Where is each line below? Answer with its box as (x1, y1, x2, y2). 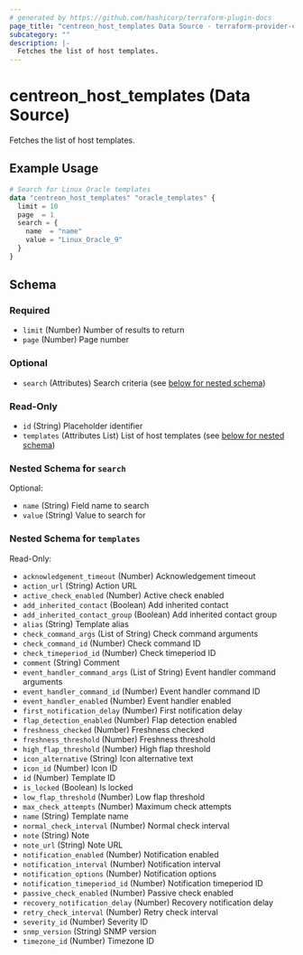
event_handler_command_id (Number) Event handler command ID (22, 686, 261, 697)
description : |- (9, 38, 70, 48)
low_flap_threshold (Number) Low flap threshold (22, 791, 206, 802)
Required (9, 304, 50, 317)
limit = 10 (17, 201, 59, 211)
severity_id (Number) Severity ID (22, 916, 149, 927)
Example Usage (9, 161, 99, 176)
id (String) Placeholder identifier (22, 421, 143, 432)
